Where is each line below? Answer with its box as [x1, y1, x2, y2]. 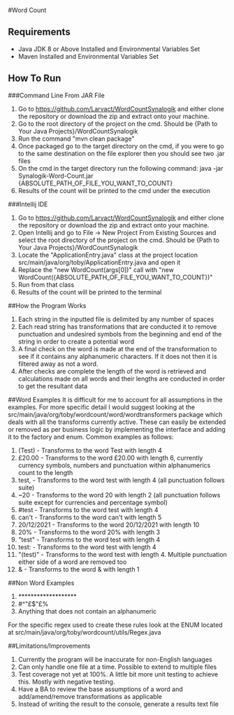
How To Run [8, 73, 61, 85]
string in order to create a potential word [17, 337, 135, 346]
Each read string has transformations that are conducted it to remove [17, 322, 217, 331]
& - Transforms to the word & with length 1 [17, 565, 140, 573]
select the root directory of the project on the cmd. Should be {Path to [17, 236, 219, 244]
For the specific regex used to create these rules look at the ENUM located [8, 621, 223, 629]
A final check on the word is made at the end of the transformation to [17, 344, 217, 353]
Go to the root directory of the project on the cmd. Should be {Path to [17, 119, 218, 128]
